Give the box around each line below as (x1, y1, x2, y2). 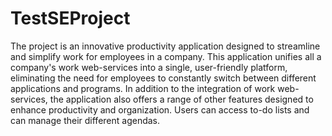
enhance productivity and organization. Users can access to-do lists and (10, 103, 310, 116)
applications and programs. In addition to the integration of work (10, 82, 276, 94)
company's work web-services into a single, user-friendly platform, (10, 61, 288, 73)
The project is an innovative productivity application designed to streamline (10, 40, 321, 52)
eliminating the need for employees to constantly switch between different (10, 72, 317, 84)
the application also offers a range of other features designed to (49, 93, 314, 105)
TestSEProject (10, 7, 131, 30)
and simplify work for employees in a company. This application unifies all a (10, 50, 322, 62)
